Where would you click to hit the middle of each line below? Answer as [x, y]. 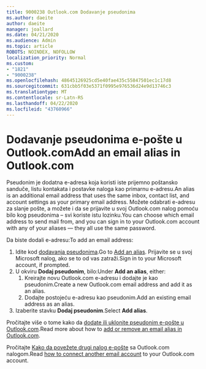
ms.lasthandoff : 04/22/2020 [42, 103]
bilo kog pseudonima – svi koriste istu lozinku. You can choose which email [100, 215]
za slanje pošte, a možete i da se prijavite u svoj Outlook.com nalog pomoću [102, 209]
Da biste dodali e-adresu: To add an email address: [70, 240]
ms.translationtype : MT [37, 92]
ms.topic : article [30, 47]
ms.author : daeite [30, 18]
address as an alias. [49, 304]
